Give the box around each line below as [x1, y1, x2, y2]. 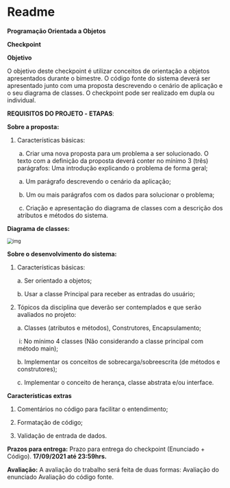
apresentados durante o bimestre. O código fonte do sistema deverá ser [7, 74, 211, 82]
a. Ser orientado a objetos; [16, 276, 92, 285]
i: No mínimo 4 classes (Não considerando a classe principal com [18, 337, 204, 345]
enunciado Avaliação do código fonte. [7, 472, 114, 481]
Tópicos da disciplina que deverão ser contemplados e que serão [16, 303, 202, 311]
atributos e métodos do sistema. [16, 211, 108, 219]
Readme [7, 4, 55, 20]
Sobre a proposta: [7, 122, 60, 131]
